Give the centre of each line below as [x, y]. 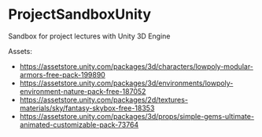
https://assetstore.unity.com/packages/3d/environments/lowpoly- [126, 83]
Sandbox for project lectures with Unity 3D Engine [89, 36]
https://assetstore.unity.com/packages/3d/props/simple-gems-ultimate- [137, 116]
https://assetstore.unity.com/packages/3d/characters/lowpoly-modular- [137, 66]
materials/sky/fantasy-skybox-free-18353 [87, 108]
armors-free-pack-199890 [63, 74]
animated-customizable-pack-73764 [79, 124]
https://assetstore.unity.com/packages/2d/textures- [104, 99]
